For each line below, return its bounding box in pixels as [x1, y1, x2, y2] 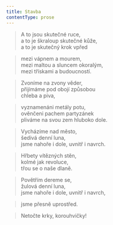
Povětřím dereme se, [20, 176, 73, 183]
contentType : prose [6, 14, 55, 20]
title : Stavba [6, 8, 42, 15]
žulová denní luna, [20, 183, 66, 190]
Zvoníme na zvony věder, [20, 79, 83, 87]
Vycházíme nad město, [20, 128, 77, 135]
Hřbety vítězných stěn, [20, 152, 77, 159]
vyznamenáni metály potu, [20, 103, 86, 110]
